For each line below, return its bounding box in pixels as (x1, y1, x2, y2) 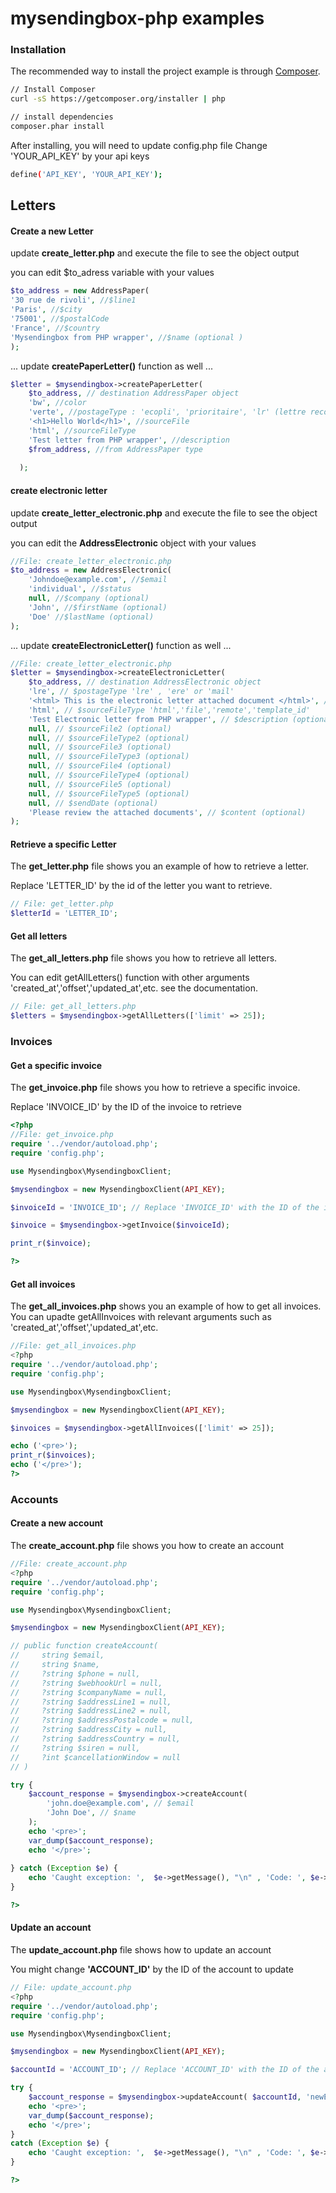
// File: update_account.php (10, 1983, 132, 1993)
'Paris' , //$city (10, 305, 83, 315)
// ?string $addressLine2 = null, (10, 1706, 172, 1716)
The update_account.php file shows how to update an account (10, 1944, 272, 1956)
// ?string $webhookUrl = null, (10, 1678, 163, 1688)
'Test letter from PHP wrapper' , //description (28, 435, 230, 445)
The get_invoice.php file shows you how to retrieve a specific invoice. (10, 1082, 301, 1094)
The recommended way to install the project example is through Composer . (10, 65, 321, 77)
